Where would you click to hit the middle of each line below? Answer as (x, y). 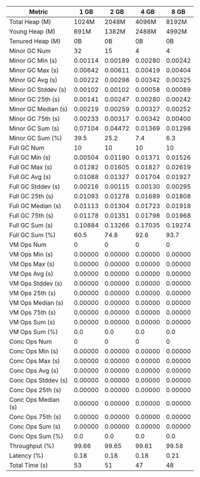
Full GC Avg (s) (30, 177)
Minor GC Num (30, 51)
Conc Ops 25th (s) (35, 390)
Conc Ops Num (31, 341)
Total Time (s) (29, 465)
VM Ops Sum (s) (32, 322)
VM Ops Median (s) (36, 303)
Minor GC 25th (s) (35, 99)
